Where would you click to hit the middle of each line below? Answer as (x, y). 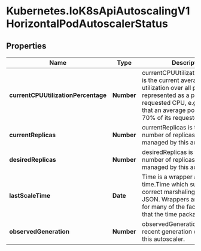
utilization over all (166, 88)
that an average (164, 110)
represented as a (165, 95)
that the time (159, 214)
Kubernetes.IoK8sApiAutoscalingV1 (98, 11)
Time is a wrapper (167, 177)
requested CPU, (164, 103)
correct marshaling (168, 192)
